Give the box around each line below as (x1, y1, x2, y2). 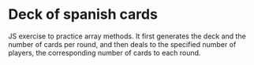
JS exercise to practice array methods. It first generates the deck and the (8, 31, 246, 41)
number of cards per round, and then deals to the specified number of (8, 39, 237, 49)
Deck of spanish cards (8, 5, 158, 23)
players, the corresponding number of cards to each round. (8, 48, 201, 57)
